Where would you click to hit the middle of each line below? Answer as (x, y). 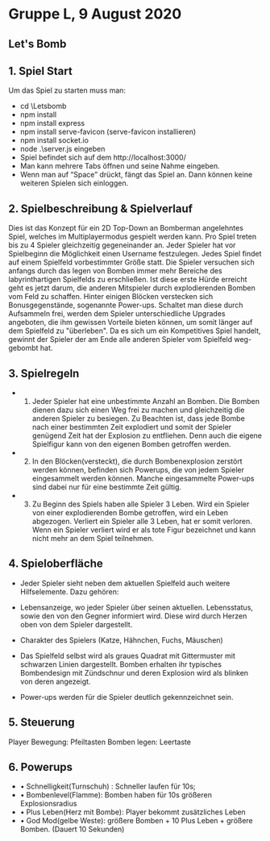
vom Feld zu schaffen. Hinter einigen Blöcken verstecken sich (111, 297)
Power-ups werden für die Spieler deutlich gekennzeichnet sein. (127, 697)
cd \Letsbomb (43, 106)
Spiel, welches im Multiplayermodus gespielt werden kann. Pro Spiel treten (132, 237)
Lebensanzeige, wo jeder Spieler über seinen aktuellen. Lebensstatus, (137, 607)
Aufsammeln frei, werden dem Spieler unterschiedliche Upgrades (117, 314)
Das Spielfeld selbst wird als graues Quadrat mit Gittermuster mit (128, 656)
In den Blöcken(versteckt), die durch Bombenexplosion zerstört (137, 461)
